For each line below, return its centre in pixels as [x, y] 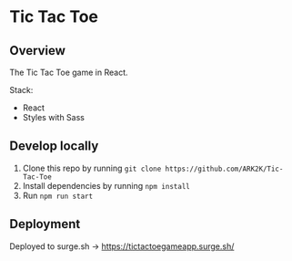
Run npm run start [58, 195]
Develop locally [54, 146]
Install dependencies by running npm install [106, 185]
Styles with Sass [53, 117]
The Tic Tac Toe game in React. [69, 72]
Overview [38, 51]
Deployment [45, 224]
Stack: [21, 90]
